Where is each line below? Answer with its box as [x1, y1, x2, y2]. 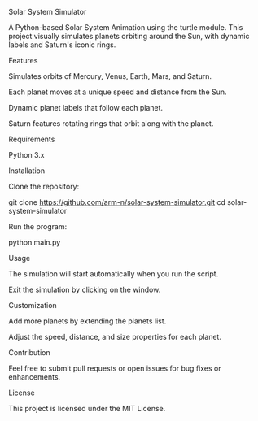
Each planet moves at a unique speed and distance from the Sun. [8, 87, 227, 97]
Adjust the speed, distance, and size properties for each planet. [8, 332, 222, 341]
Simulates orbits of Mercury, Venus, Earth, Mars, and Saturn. [8, 72, 212, 80]
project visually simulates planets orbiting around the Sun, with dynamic [8, 32, 250, 41]
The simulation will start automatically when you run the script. [8, 269, 219, 279]
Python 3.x [8, 150, 45, 159]
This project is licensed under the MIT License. [8, 404, 166, 413]
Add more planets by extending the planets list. [8, 316, 167, 326]
